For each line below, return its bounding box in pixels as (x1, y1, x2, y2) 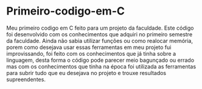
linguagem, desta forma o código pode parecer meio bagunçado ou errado (6, 56, 195, 64)
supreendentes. (6, 76, 46, 83)
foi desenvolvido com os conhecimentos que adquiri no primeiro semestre (6, 30, 193, 38)
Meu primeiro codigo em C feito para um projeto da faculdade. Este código (6, 24, 194, 31)
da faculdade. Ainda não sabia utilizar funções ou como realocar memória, (6, 37, 193, 44)
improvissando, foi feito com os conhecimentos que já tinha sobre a (6, 50, 176, 57)
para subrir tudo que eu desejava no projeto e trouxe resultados (6, 69, 166, 76)
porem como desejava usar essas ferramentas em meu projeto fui (6, 44, 172, 51)
